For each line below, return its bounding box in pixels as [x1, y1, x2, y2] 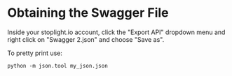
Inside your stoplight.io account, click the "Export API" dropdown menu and [7, 28, 226, 36]
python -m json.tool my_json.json [7, 62, 109, 69]
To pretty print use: [7, 49, 63, 57]
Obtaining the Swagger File [7, 5, 170, 21]
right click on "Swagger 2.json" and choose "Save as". [7, 35, 165, 43]
